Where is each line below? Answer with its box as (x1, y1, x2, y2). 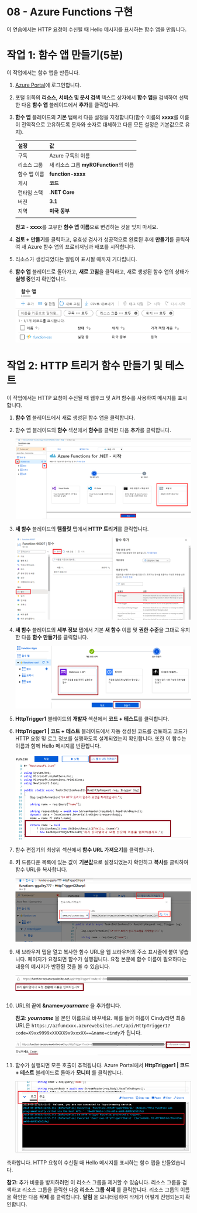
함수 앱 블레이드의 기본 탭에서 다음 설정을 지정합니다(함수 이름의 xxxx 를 (15, 114, 179, 121)
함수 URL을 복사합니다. (15, 866, 68, 873)
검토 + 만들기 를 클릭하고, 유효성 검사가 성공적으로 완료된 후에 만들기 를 (15, 235, 174, 243)
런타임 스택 (18, 189, 43, 196)
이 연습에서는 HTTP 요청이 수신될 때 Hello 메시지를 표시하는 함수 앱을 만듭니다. (6, 26, 187, 33)
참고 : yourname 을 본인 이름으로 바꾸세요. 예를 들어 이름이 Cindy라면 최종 (15, 1015, 186, 1022)
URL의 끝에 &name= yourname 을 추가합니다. (15, 1002, 122, 1009)
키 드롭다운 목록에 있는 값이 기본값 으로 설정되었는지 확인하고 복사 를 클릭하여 (15, 859, 189, 866)
